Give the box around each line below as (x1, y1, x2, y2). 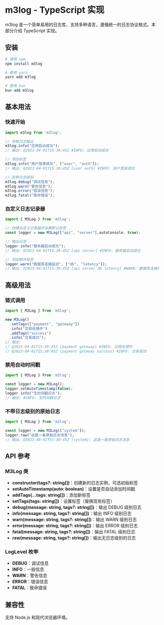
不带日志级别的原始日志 (5, 408, 60, 415)
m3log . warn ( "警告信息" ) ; (5, 184, 53, 189)
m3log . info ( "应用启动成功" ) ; (5, 143, 60, 148)
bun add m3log (5, 88, 34, 93)
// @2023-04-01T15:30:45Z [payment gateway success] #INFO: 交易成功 (5, 349, 146, 354)
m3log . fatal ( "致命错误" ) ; (5, 193, 55, 198)
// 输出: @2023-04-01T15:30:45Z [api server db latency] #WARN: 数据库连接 (5, 266, 158, 271)
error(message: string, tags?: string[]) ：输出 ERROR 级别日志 (12, 523, 138, 529)
